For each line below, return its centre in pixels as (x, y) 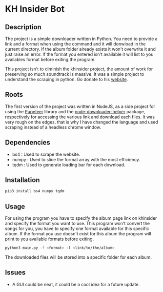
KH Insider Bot (35, 9)
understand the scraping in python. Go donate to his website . (67, 79)
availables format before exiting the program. (51, 59)
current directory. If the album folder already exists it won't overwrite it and (81, 49)
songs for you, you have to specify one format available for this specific (77, 229)
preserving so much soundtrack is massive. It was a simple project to (75, 74)
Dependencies (28, 143)
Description (23, 27)
